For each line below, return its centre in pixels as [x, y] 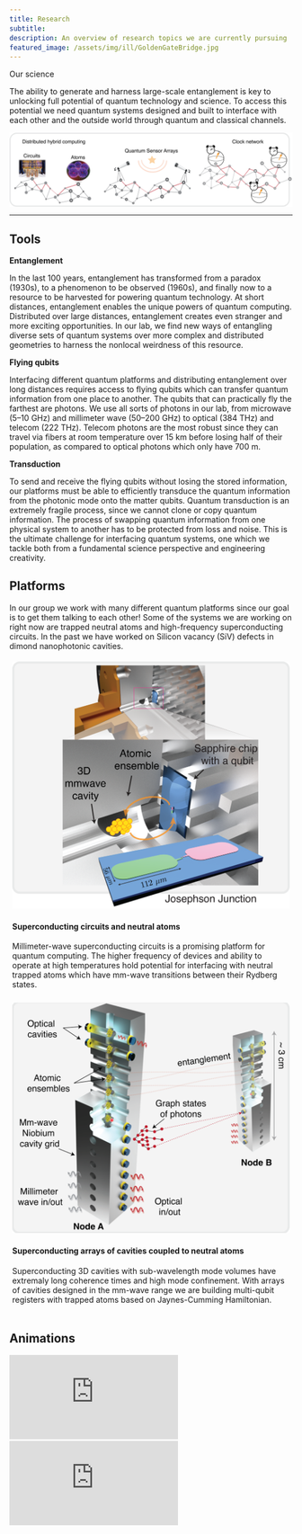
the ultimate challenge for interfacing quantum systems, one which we [140, 539]
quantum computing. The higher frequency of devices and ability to [137, 956]
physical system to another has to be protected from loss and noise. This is [148, 529]
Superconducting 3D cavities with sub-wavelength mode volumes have [144, 1271]
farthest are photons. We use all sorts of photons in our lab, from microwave [151, 408]
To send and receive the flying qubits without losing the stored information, [148, 481]
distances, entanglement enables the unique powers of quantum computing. [151, 307]
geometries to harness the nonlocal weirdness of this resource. [127, 344]
